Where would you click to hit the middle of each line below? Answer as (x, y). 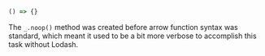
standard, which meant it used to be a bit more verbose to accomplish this (133, 36)
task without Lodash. (43, 44)
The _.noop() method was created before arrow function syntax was (123, 27)
